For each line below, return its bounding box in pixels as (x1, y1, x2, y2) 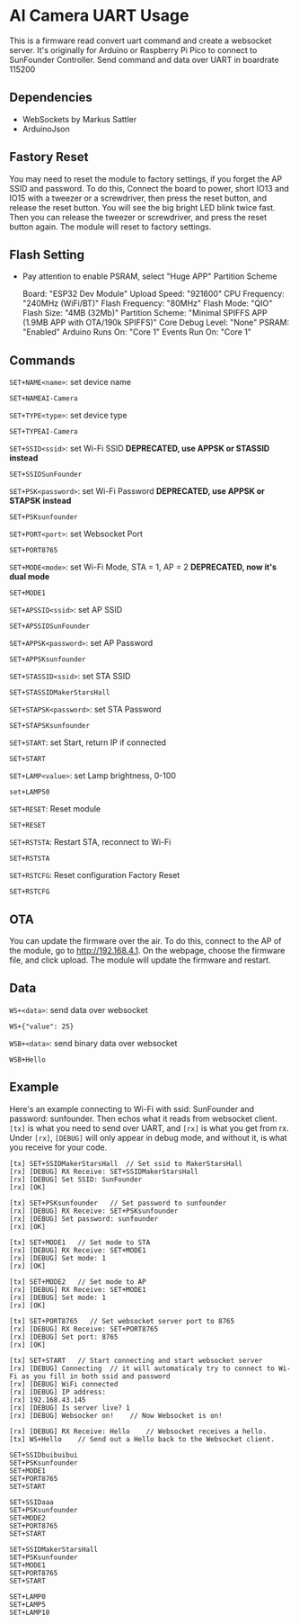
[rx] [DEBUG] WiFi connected (9, 1379, 119, 1388)
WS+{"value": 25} (9, 1022, 75, 1031)
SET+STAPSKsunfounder (9, 722, 91, 731)
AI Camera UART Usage (9, 5, 189, 26)
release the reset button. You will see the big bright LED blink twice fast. (9, 202, 276, 212)
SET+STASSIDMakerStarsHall (9, 688, 110, 697)
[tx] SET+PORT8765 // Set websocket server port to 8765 (9, 1316, 235, 1325)
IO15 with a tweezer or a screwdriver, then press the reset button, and (9, 193, 268, 203)
